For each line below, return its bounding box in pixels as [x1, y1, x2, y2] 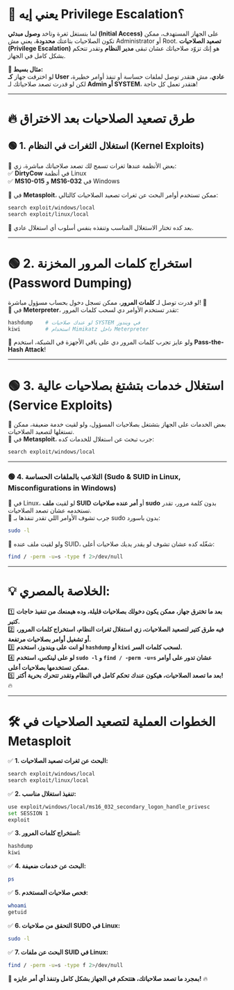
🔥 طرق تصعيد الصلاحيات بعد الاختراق [8, 111, 195, 127]
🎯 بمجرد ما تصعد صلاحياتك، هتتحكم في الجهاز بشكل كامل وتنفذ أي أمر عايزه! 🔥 [8, 974, 208, 982]
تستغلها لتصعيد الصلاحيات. [8, 427, 75, 436]
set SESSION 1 [8, 810, 49, 817]
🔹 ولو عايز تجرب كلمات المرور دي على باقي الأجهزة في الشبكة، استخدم [8, 338, 193, 347]
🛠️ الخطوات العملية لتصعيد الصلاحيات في [8, 714, 216, 730]
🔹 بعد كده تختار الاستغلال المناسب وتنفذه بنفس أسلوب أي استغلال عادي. [8, 223, 194, 232]
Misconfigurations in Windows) [8, 483, 117, 493]
